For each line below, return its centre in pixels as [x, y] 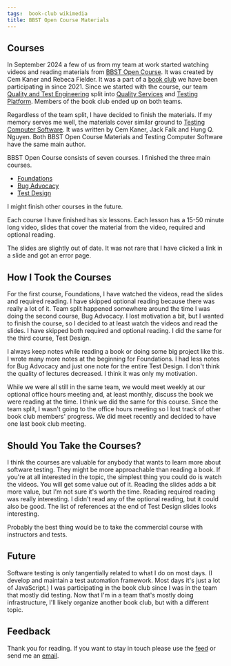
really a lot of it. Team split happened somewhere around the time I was [109, 309]
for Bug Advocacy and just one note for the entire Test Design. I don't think [113, 366]
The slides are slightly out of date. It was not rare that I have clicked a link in [115, 248]
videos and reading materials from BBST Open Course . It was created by [110, 72]
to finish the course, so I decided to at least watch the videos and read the [113, 323]
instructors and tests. [37, 534]
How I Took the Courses [59, 277]
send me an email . [33, 656]
